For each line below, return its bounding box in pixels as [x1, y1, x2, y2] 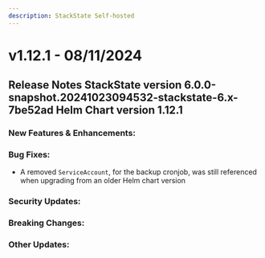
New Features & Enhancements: [8, 128, 137, 139]
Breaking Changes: [8, 218, 85, 229]
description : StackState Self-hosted [8, 11, 135, 20]
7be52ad [8, 104, 54, 117]
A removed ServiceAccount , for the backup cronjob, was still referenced [19, 167, 257, 177]
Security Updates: [8, 196, 81, 207]
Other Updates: [8, 239, 70, 250]
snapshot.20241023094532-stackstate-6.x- [8, 91, 238, 104]
